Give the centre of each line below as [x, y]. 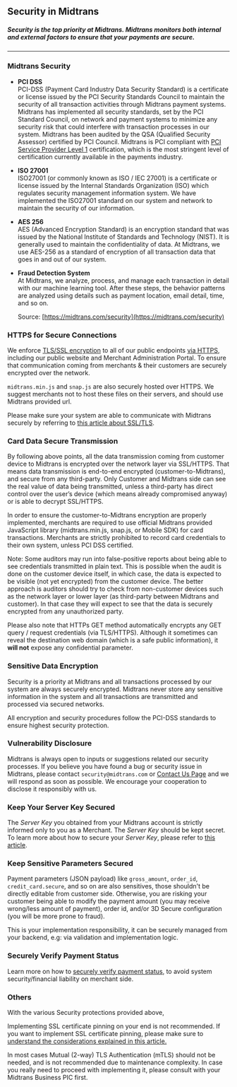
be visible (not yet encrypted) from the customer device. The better [105, 582]
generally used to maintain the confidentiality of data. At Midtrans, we [119, 244]
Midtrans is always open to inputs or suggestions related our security [108, 758]
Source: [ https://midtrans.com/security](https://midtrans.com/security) [121, 317]
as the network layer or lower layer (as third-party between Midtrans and [113, 597]
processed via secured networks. [56, 704]
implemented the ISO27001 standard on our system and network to [115, 200]
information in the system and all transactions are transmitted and [103, 696]
